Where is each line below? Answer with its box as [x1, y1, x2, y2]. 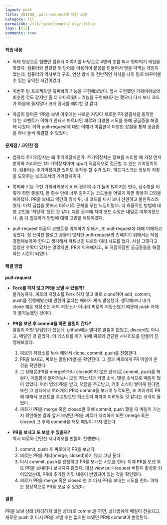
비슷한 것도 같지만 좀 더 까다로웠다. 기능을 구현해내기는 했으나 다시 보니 [12, 94, 151, 100]
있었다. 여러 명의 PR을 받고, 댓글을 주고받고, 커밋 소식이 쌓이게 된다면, [25, 381, 161, 387]
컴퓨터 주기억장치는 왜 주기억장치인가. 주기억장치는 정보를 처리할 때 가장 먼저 [12, 154, 162, 160]
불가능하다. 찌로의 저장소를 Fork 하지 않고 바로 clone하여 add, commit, [12, 291, 152, 297]
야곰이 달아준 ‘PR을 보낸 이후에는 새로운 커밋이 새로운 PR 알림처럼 [12, 111, 141, 117]
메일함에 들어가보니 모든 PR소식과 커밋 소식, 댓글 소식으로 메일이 [30, 374, 156, 380]
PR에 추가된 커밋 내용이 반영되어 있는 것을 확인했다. [42, 471, 143, 477]
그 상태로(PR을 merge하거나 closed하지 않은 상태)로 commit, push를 [19, 368, 156, 374]
